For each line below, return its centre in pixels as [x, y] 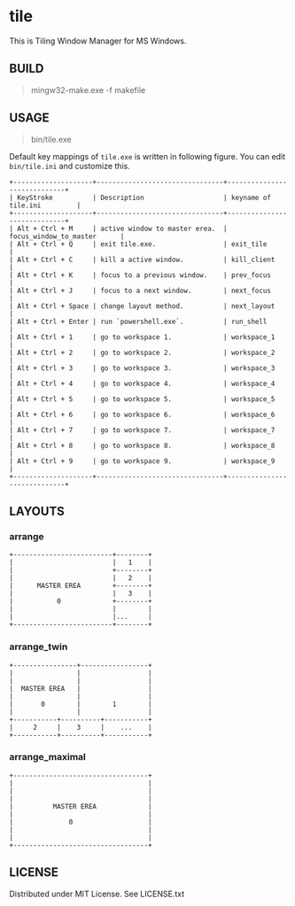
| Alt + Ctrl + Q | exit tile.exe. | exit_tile [138, 244]
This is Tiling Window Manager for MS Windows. [98, 41]
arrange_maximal [48, 757]
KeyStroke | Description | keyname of [144, 197]
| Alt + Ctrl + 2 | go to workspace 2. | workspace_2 [142, 352]
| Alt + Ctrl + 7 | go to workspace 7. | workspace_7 [142, 430]
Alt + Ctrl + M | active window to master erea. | [122, 228]
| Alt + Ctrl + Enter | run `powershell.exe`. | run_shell [138, 321]
